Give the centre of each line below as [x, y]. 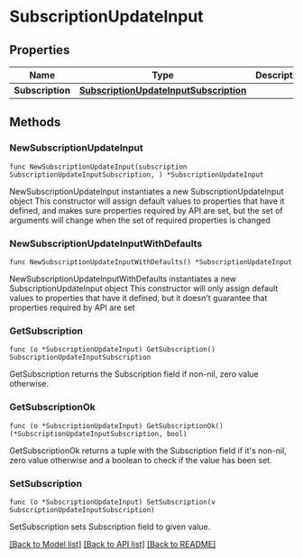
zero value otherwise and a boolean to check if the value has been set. [141, 460]
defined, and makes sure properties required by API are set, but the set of [147, 210]
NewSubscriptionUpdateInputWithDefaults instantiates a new [123, 279]
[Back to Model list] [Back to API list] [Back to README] [113, 544]
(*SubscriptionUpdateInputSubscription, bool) [98, 434]
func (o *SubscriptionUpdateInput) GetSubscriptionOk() [116, 425]
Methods [35, 122]
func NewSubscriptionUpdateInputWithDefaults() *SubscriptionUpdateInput [151, 262]
